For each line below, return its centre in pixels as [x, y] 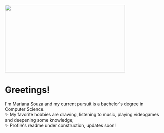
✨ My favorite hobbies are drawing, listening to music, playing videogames [82, 114]
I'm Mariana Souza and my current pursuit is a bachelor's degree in [74, 104]
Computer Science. [25, 109]
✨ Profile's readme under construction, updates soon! [61, 125]
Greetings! [28, 90]
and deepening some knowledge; [39, 120]
